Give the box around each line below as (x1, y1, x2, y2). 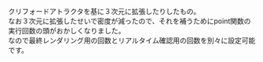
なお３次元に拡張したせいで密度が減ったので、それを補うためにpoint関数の (8, 16, 251, 26)
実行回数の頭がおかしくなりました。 (8, 26, 126, 35)
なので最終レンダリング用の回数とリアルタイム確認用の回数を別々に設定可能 (8, 36, 256, 45)
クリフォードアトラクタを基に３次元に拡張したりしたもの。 (8, 7, 201, 15)
